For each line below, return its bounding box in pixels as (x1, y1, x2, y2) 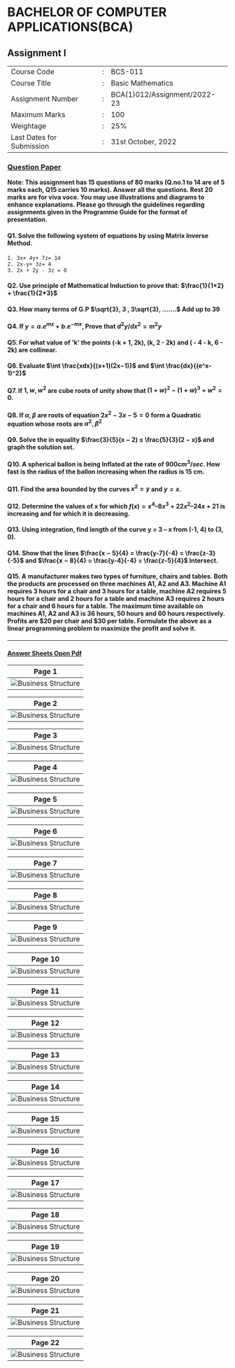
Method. (7, 239, 33, 247)
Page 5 (34, 794, 57, 804)
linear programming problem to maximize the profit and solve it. (7, 624, 197, 633)
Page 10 (31, 954, 60, 964)
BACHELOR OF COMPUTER (7, 4, 167, 20)
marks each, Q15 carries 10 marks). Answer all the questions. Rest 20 (7, 186, 213, 194)
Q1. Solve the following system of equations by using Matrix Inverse (7, 231, 208, 240)
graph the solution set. (7, 443, 75, 451)
